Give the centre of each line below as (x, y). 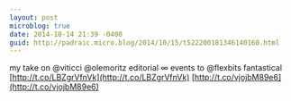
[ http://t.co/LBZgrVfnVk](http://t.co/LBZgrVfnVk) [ (102, 78)
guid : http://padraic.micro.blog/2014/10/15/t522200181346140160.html (145, 42)
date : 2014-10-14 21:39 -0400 (66, 34)
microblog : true (40, 26)
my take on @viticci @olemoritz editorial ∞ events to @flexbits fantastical (145, 68)
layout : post (34, 17)
